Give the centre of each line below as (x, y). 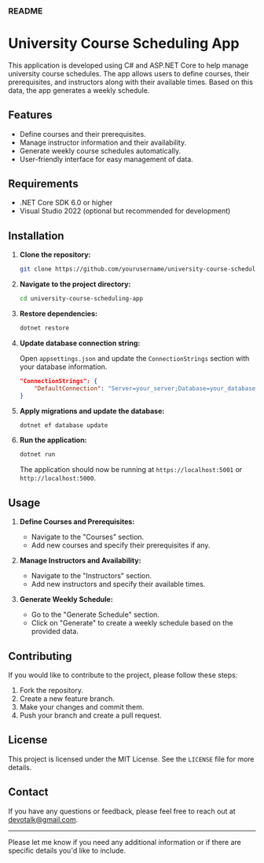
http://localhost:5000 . (58, 478)
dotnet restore (44, 328)
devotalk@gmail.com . (43, 819)
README (26, 11)
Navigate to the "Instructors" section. (92, 576)
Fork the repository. (51, 690)
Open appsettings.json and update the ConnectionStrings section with (134, 358)
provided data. (55, 632)
